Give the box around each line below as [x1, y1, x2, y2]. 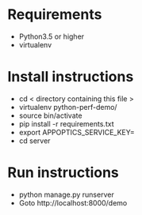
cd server [18, 136, 51, 145]
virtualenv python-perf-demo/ [18, 102, 117, 111]
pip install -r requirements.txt [18, 119, 114, 128]
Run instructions [7, 164, 120, 182]
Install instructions [7, 68, 134, 86]
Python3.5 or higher [18, 32, 85, 41]
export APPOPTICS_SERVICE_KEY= [18, 127, 136, 137]
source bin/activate [18, 111, 83, 120]
